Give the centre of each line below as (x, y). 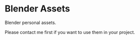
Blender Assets (37, 9)
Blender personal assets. (30, 22)
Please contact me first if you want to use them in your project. (70, 32)
